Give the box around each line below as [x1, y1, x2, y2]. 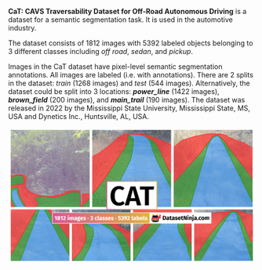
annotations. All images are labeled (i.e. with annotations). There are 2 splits [8, 70, 253, 79]
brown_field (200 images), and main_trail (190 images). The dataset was [8, 95, 246, 104]
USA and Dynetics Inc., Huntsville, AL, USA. [8, 112, 149, 121]
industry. [8, 23, 37, 32]
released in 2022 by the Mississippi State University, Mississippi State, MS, [8, 103, 251, 113]
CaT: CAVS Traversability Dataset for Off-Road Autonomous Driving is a [8, 7, 247, 16]
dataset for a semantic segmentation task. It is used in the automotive [8, 15, 233, 24]
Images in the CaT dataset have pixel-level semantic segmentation [8, 62, 223, 71]
